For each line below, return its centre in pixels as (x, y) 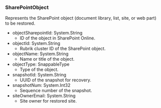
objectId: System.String (36, 43)
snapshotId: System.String (39, 75)
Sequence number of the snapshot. (56, 91)
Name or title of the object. (47, 59)
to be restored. (20, 23)
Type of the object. (39, 70)
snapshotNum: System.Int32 (41, 85)
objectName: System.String (40, 54)
